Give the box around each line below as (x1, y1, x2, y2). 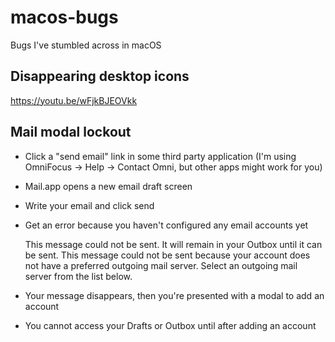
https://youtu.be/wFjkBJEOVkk (10, 94, 138, 106)
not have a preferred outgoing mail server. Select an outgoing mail (24, 259, 298, 271)
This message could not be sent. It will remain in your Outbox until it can (24, 238, 323, 250)
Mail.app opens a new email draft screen (24, 180, 193, 192)
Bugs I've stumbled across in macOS (10, 39, 162, 51)
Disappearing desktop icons (10, 68, 190, 85)
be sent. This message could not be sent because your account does (24, 249, 311, 261)
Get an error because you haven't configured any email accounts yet (24, 219, 309, 231)
